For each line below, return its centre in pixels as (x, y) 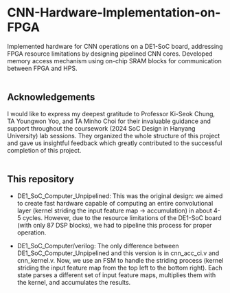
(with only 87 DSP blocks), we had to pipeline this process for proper (114, 225)
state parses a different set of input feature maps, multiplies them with (116, 275)
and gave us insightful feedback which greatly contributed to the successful (115, 143)
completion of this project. (44, 150)
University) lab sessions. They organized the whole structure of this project (114, 135)
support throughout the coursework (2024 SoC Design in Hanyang (101, 128)
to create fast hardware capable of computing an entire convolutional (115, 203)
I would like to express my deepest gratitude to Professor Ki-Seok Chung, (111, 113)
